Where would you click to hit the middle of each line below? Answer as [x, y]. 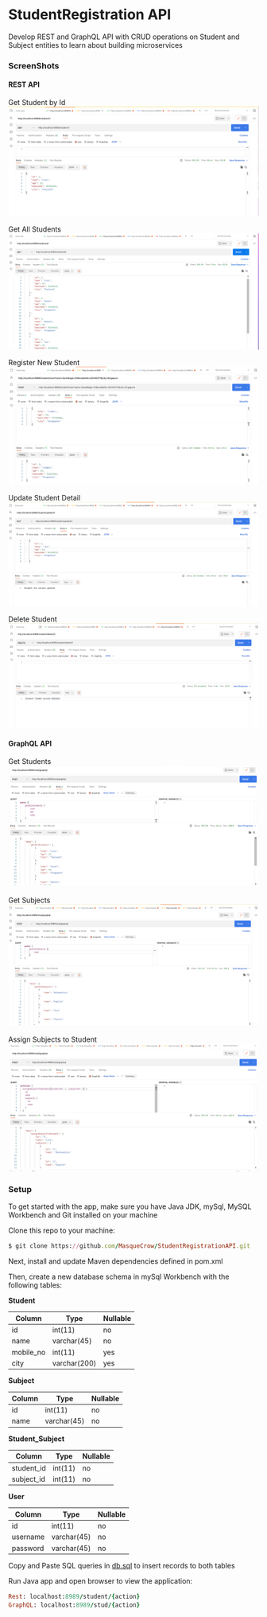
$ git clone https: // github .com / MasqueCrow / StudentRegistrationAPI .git [129, 1246]
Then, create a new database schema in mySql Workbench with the [119, 1277]
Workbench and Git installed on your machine [83, 1215]
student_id [29, 1468]
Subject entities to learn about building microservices [95, 45]
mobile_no [29, 1352]
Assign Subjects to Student [52, 1039]
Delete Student [33, 619]
